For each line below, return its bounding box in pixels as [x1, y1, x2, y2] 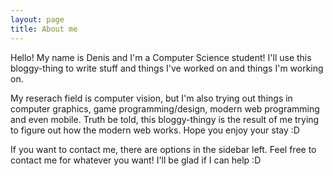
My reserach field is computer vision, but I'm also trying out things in [10, 92, 293, 104]
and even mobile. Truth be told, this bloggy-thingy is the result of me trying [10, 113, 320, 125]
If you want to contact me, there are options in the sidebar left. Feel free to [10, 143, 317, 155]
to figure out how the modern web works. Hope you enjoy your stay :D [10, 124, 300, 136]
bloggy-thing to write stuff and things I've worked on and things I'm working [10, 62, 324, 74]
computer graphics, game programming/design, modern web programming [10, 102, 320, 115]
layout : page [10, 14, 65, 25]
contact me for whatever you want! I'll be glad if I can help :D [10, 154, 262, 166]
